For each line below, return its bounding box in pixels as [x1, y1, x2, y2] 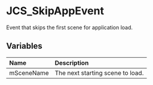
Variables [6, 41, 43, 51]
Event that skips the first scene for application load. [6, 24, 133, 31]
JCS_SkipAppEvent [6, 4, 105, 18]
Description [54, 58, 89, 67]
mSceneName [9, 68, 49, 77]
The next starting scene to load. [54, 68, 144, 77]
